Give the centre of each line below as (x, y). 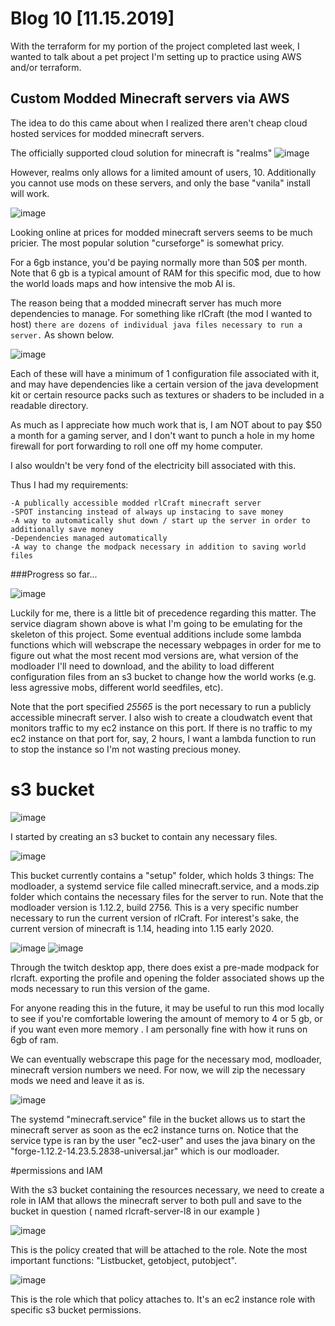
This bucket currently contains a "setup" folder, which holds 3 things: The (162, 875)
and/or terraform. (46, 67)
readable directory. (49, 405)
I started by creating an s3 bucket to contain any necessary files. (144, 836)
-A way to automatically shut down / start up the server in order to (160, 520)
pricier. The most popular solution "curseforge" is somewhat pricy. (147, 243)
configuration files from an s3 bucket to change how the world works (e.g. (163, 676)
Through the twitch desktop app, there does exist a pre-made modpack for (165, 967)
